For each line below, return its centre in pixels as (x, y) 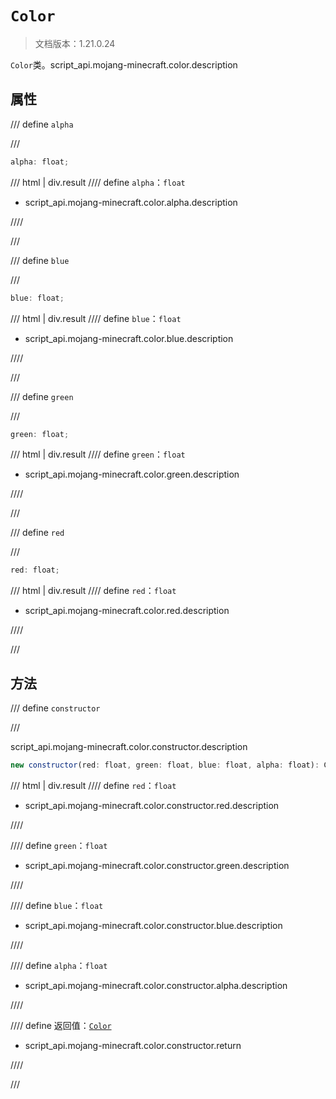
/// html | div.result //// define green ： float (98, 454)
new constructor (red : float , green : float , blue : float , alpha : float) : (165, 765)
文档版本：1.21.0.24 (75, 43)
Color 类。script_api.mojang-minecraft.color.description (124, 64)
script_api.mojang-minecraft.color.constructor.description (129, 747)
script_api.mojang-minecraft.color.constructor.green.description (157, 865)
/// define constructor (55, 708)
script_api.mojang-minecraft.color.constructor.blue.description (153, 925)
